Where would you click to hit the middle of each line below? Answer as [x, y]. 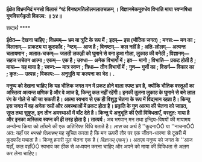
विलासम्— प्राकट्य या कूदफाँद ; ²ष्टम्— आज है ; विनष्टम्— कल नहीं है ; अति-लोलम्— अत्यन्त [96, 47]
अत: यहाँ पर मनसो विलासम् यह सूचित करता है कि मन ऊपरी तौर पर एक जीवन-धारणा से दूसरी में [96, 133]
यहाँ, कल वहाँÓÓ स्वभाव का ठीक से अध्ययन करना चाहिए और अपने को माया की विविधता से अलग [98, 146]
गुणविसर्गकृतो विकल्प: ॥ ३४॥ [34, 16]
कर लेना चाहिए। [22, 153]
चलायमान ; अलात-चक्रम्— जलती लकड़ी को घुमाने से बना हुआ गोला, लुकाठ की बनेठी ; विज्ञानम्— [98, 53]
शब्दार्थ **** [18, 28]
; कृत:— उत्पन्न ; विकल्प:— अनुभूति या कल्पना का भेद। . [61, 74]
